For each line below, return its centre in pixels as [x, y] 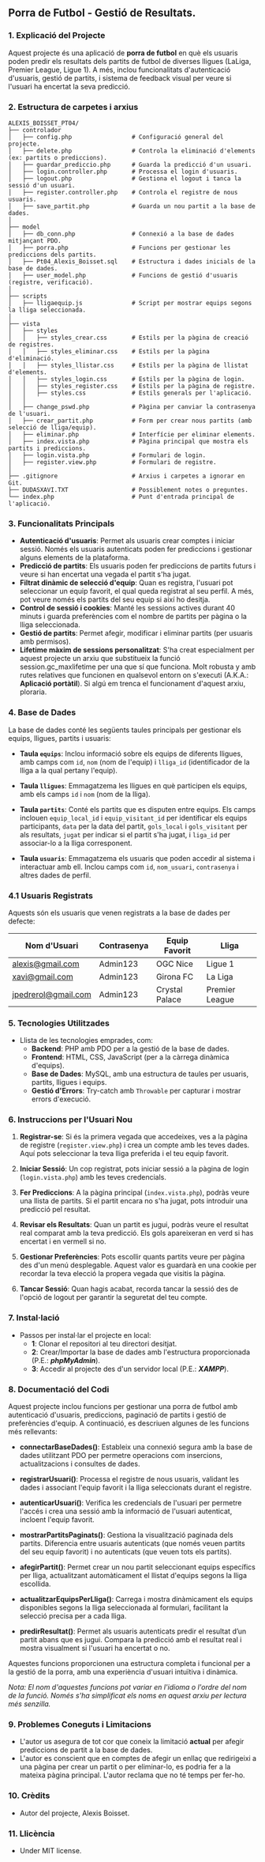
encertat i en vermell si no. [63, 1241]
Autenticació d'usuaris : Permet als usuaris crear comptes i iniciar [127, 541]
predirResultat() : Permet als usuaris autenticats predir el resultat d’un [133, 1631]
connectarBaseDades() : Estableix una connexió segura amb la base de [136, 1447]
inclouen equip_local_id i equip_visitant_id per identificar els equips [133, 818]
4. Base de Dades [42, 712]
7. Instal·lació [34, 1318]
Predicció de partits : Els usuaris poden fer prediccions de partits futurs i [138, 566]
